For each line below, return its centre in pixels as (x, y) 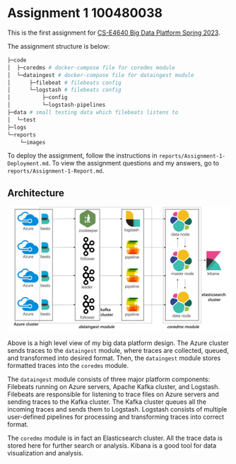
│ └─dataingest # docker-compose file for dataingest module (101, 75)
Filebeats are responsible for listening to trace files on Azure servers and (113, 394)
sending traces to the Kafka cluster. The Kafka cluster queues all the (107, 402)
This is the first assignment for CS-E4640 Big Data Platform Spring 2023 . (114, 33)
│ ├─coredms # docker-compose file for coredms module (91, 68)
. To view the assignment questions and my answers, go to (134, 163)
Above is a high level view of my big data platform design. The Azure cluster (118, 343)
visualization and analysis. (45, 453)
